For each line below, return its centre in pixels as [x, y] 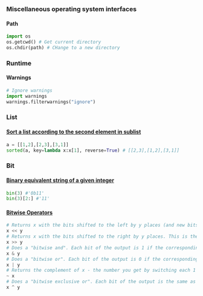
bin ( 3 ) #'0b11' [25, 193]
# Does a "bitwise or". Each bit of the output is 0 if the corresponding [102, 259]
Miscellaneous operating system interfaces [72, 9]
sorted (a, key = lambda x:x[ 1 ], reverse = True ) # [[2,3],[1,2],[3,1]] [93, 150]
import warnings [27, 96]
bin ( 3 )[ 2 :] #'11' [28, 199]
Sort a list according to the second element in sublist [74, 132]
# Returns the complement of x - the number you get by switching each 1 [101, 271]
